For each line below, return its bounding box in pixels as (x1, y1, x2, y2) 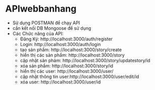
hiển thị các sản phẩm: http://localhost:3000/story (20, 52, 125, 58)
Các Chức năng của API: (12, 30, 64, 36)
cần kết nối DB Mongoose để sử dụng (12, 25, 91, 31)
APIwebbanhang (5, 3, 77, 15)
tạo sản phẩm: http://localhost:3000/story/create (20, 47, 122, 53)
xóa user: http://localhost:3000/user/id (20, 79, 101, 85)
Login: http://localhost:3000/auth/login (20, 41, 101, 47)
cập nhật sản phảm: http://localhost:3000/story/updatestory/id (20, 57, 150, 63)
